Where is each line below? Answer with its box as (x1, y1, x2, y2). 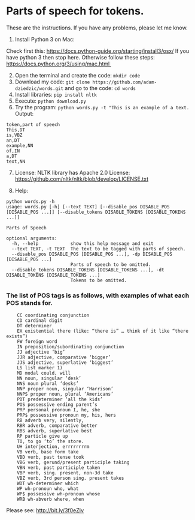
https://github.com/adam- (92, 79, 157, 85)
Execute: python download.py (14, 97, 87, 104)
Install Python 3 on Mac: (14, 35, 75, 43)
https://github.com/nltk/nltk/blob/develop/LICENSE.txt (14, 175, 149, 183)
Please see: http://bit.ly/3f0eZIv (6, 507, 84, 514)
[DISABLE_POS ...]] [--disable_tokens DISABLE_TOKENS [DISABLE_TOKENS (6, 209, 186, 215)
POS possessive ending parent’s (17, 402, 97, 408)
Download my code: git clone (14, 78, 90, 85)
